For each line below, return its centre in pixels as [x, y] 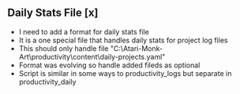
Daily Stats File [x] [53, 13]
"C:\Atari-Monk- [137, 48]
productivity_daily [47, 81]
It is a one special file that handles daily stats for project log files [123, 40]
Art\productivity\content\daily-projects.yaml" [92, 56]
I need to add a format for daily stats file [84, 31]
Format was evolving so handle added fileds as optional [109, 65]
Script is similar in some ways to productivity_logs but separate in [125, 73]
